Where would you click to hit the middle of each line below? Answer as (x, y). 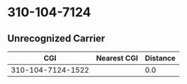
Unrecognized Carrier (56, 38)
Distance (160, 58)
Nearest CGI (117, 58)
